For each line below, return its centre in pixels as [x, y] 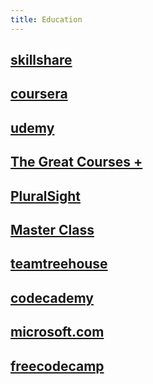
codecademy [52, 297]
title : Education [46, 19]
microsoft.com [57, 332]
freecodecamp [57, 366]
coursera [39, 94]
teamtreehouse [59, 264]
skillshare [41, 60]
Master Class [52, 229]
